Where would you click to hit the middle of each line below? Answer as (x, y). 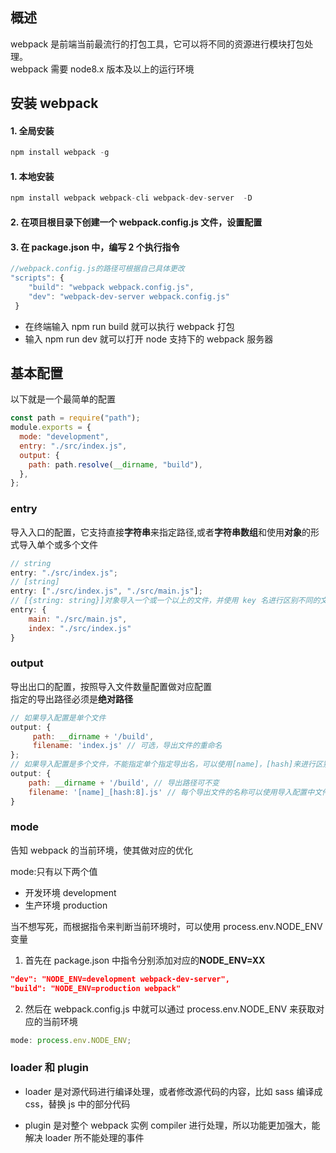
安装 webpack (54, 103)
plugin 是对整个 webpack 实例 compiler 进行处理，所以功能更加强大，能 (172, 1125)
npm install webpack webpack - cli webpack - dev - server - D (131, 198)
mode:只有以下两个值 (54, 871)
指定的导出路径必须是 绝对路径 (71, 699)
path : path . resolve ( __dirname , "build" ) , (115, 464)
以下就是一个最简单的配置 (63, 399)
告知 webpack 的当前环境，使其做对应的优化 (102, 850)
